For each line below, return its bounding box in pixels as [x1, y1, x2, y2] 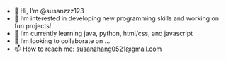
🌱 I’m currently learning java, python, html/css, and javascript [13, 29, 193, 37]
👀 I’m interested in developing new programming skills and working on [13, 14, 220, 23]
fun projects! [13, 22, 52, 30]
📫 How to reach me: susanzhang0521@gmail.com [13, 44, 162, 53]
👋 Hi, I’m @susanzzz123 [13, 7, 84, 15]
